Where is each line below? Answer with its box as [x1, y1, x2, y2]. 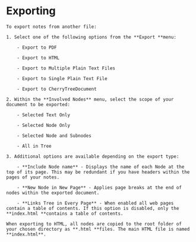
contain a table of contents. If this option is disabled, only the [6, 205, 179, 211]
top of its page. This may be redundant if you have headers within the [6, 169, 190, 175]
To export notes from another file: [6, 24, 97, 30]
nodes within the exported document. [6, 190, 100, 196]
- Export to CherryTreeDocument [17, 86, 97, 92]
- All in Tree [17, 143, 52, 149]
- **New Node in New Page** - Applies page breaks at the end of [17, 184, 182, 190]
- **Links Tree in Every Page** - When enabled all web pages [17, 200, 174, 206]
